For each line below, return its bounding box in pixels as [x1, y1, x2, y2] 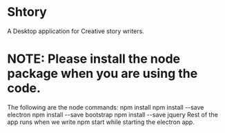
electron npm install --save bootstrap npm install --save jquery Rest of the [7, 110, 219, 119]
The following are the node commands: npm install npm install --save [7, 103, 204, 111]
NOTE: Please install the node [7, 51, 181, 67]
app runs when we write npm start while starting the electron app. [7, 118, 195, 126]
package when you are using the [7, 66, 198, 81]
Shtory [7, 4, 47, 20]
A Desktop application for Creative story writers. [7, 27, 145, 35]
